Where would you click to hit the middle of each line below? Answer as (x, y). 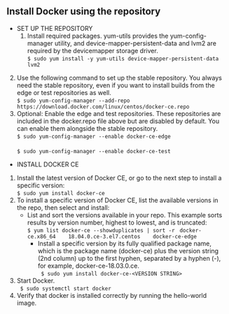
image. (27, 303)
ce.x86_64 (42, 236)
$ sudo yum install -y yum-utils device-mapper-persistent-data (123, 59)
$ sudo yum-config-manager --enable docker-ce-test (93, 151)
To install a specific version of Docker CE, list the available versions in (117, 200)
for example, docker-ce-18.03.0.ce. (88, 266)
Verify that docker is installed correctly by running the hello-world (112, 295)
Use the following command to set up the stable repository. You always (119, 78)
